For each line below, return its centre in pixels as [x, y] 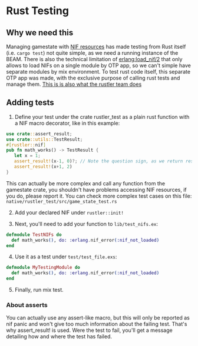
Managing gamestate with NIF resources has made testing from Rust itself [96, 46]
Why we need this [40, 33]
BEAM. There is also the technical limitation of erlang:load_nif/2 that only [94, 59]
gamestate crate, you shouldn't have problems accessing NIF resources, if [96, 189]
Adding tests [30, 103]
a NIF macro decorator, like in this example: [67, 123]
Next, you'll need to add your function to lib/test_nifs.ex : [86, 224]
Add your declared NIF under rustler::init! [69, 212]
